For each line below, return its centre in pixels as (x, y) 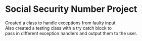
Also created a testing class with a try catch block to (59, 28)
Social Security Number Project (71, 9)
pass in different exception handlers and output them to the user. (71, 33)
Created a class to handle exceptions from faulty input (60, 23)
